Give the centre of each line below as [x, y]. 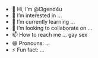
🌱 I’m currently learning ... [43, 22]
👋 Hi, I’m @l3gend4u [37, 9]
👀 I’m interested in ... [37, 15]
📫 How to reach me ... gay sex [50, 35]
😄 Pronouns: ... [31, 43]
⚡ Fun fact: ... [28, 50]
